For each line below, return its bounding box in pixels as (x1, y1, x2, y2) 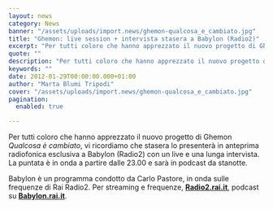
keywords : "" (8, 65, 53, 73)
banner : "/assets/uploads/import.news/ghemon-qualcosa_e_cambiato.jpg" (8, 27, 256, 35)
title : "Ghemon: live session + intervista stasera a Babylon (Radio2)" (8, 34, 260, 43)
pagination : (8, 95, 49, 103)
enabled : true (15, 102, 63, 111)
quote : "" (8, 50, 42, 58)
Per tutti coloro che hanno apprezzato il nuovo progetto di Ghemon (8, 132, 232, 142)
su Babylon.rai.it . (8, 191, 67, 201)
